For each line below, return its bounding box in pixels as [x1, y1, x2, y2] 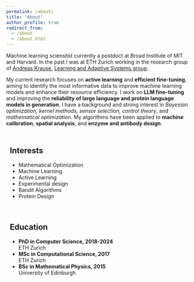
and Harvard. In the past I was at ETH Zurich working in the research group [6, 58, 188, 65]
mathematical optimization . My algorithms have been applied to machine [6, 114, 184, 121]
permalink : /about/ [6, 8, 54, 15]
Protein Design [18, 193, 55, 200]
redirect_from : [6, 25, 44, 31]
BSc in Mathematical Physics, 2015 [18, 263, 106, 270]
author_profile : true [6, 19, 59, 25]
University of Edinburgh [18, 269, 76, 276]
